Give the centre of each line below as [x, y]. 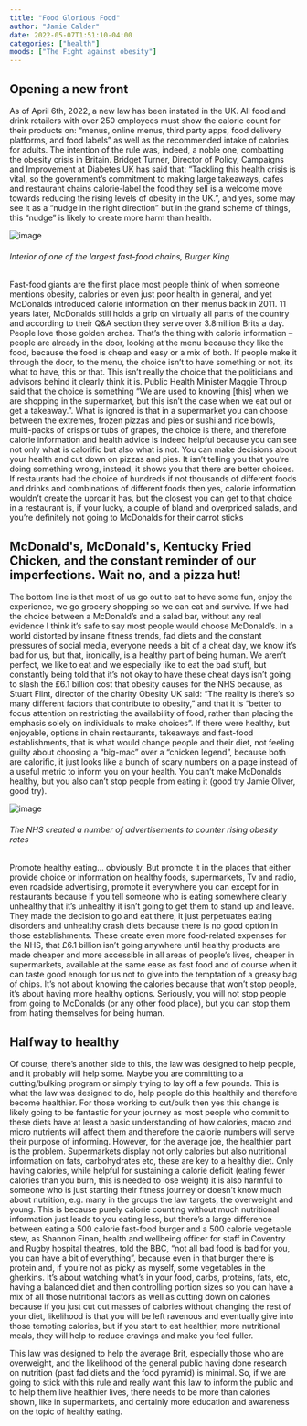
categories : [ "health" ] [55, 43]
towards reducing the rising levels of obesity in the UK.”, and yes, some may [153, 198]
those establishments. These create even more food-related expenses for [148, 935]
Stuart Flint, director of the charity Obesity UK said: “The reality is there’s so [152, 693]
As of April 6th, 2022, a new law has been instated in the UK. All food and [148, 111]
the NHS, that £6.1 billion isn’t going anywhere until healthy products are [145, 945]
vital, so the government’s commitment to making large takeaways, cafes [147, 178]
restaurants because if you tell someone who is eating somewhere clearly [148, 897]
